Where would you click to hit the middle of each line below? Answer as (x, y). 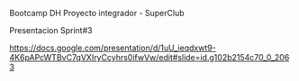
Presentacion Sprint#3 (51, 30)
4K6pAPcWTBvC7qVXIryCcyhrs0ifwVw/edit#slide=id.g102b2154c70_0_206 (149, 57)
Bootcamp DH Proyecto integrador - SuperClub (97, 13)
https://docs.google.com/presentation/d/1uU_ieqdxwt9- (113, 48)
